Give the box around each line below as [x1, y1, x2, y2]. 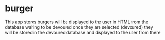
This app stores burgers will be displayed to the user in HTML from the [5, 19, 149, 25]
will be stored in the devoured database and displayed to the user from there [5, 29, 161, 35]
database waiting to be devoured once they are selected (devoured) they [5, 24, 154, 30]
